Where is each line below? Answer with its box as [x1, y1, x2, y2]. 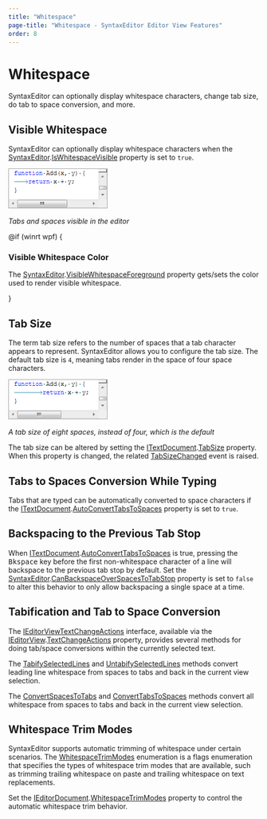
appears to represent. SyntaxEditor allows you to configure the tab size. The [8, 347, 259, 356]
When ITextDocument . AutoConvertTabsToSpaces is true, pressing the [8, 548, 238, 557]
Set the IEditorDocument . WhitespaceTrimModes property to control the [8, 793, 243, 803]
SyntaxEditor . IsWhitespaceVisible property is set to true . [8, 152, 194, 163]
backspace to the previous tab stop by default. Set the [8, 565, 187, 574]
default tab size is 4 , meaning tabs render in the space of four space [8, 355, 233, 364]
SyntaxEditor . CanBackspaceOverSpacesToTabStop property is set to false [8, 573, 253, 583]
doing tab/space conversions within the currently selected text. [8, 643, 216, 653]
